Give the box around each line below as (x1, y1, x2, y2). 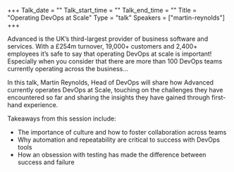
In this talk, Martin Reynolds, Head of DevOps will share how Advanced (7, 78, 214, 87)
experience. (23, 101, 58, 109)
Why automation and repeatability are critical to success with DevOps (17, 135, 221, 144)
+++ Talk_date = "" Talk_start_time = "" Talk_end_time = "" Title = (7, 6, 197, 14)
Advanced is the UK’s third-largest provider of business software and (7, 35, 209, 43)
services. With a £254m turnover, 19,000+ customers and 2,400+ (7, 42, 198, 50)
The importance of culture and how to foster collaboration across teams (17, 128, 227, 136)
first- (211, 93, 226, 102)
